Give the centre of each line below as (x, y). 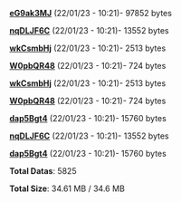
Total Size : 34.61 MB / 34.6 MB (67, 188)
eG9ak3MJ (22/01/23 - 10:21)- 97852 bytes (90, 13)
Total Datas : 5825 (43, 171)
